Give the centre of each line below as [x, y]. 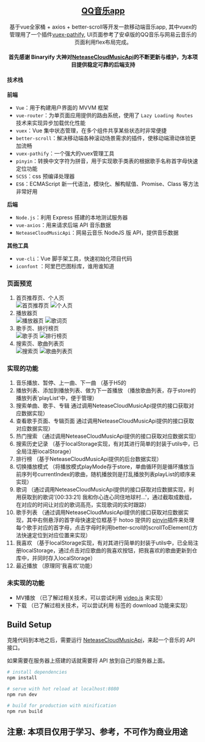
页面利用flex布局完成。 [103, 42]
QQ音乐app [103, 11]
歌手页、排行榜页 [37, 328]
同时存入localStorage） [67, 558]
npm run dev [22, 694]
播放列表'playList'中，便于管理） [57, 398]
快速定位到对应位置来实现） [56, 535]
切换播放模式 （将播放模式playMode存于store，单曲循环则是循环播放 [102, 467]
